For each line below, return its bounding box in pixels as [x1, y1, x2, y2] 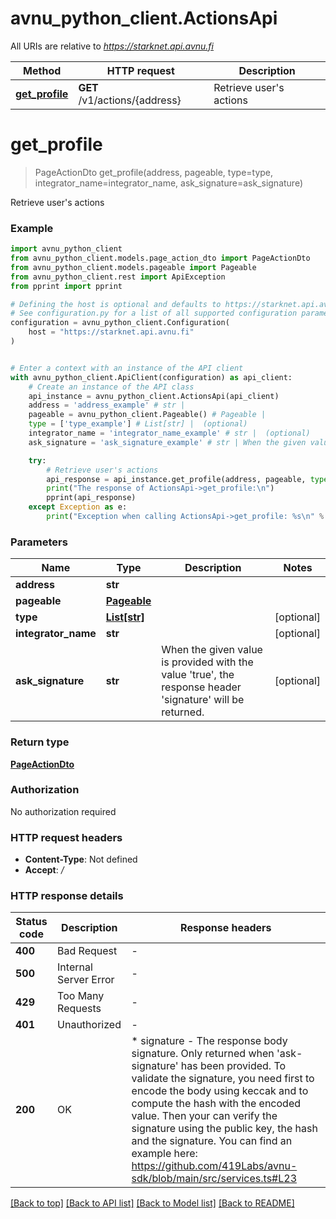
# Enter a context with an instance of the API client [10, 363, 244, 373]
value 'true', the [161, 668, 235, 682]
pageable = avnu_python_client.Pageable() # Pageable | [28, 410, 267, 420]
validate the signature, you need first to [131, 1072, 315, 1086]
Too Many [57, 989, 105, 1003]
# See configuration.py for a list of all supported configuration [10, 308, 298, 319]
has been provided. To [180, 1059, 287, 1073]
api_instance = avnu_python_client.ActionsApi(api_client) [28, 391, 280, 401]
